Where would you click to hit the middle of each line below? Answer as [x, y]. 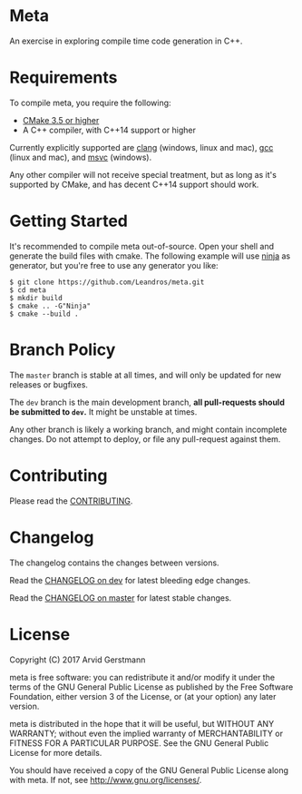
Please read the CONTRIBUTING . [71, 501]
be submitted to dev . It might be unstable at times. [103, 412]
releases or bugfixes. [49, 384]
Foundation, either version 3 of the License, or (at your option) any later [143, 696]
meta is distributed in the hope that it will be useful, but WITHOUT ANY [142, 723]
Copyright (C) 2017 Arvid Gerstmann [78, 660]
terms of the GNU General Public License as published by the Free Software [151, 687]
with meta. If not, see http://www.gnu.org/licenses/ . [106, 779]
